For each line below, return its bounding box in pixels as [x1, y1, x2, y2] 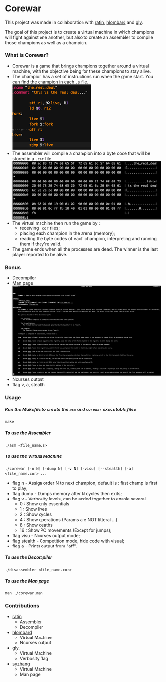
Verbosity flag [19, 656, 48, 662]
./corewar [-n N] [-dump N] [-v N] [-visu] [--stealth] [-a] [5, 466, 134, 471]
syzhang [12, 661, 30, 667]
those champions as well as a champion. [5, 39, 88, 45]
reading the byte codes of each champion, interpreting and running [19, 235, 157, 241]
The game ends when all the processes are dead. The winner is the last [12, 246, 158, 252]
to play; [12, 485, 28, 491]
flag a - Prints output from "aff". [12, 543, 77, 549]
